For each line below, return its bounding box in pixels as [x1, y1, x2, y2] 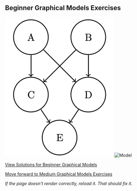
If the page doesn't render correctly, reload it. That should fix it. [5, 180, 133, 186]
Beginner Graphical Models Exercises [5, 4, 121, 12]
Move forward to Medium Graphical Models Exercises [5, 171, 113, 177]
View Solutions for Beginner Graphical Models [5, 161, 97, 167]
